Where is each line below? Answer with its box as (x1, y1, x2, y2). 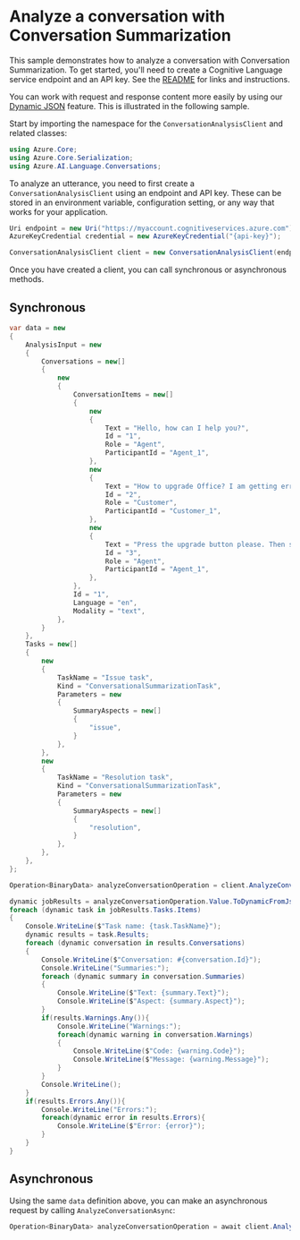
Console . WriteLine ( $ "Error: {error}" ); (56, 1122, 205, 1131)
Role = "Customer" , (104, 499, 178, 508)
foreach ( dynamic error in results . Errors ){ (41, 1113, 205, 1123)
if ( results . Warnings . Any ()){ (41, 1013, 150, 1022)
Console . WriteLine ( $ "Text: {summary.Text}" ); (56, 988, 229, 997)
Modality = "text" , (72, 606, 146, 615)
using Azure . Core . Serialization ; (9, 153, 134, 162)
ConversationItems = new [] (72, 390, 174, 399)
